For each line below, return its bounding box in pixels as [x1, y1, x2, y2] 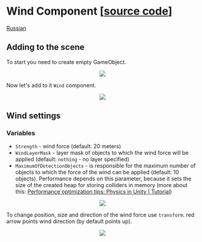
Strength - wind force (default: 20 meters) [15, 143, 121, 150]
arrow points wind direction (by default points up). [6, 218, 132, 225]
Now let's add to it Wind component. [6, 81, 96, 89]
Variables [6, 129, 35, 138]
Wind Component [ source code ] [6, 4, 173, 18]
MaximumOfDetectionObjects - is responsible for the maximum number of [15, 162, 197, 169]
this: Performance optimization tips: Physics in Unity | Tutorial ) [15, 188, 172, 196]
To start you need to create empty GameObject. [6, 58, 126, 65]
